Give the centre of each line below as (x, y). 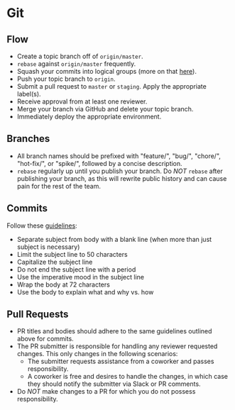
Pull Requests (38, 315)
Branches (28, 139)
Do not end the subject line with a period (76, 269)
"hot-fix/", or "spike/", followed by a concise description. (99, 163)
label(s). (29, 94)
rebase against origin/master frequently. (76, 64)
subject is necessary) (48, 247)
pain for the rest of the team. (59, 186)
